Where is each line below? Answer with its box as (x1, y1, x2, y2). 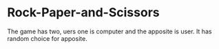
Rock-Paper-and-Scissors (7, 5, 160, 20)
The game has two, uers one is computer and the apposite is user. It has (7, 27, 212, 35)
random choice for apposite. (7, 34, 87, 42)
